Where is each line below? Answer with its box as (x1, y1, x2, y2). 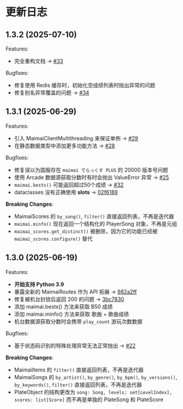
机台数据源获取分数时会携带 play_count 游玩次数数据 (14, 317, 143, 325)
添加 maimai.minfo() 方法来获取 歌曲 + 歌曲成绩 (14, 310, 130, 317)
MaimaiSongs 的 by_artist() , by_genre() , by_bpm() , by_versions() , (14, 373, 178, 380)
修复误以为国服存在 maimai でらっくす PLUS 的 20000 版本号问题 (14, 166, 168, 173)
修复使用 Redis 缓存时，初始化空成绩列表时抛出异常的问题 (14, 81, 155, 89)
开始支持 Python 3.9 (14, 281, 65, 288)
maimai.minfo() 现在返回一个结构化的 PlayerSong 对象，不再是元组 (14, 220, 178, 227)
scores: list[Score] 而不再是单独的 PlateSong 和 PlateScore (14, 396, 163, 403)
